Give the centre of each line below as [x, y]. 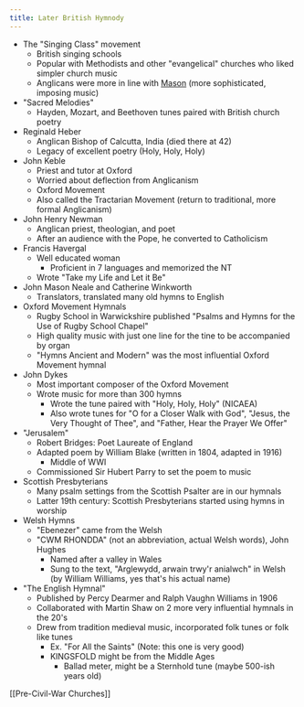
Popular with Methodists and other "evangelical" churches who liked [165, 63]
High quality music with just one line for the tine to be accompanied [163, 336]
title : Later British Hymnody [67, 18]
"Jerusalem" [46, 433]
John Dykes [45, 374]
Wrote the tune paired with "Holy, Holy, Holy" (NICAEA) [154, 403]
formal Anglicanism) [74, 209]
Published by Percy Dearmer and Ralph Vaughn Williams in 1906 [157, 598]
